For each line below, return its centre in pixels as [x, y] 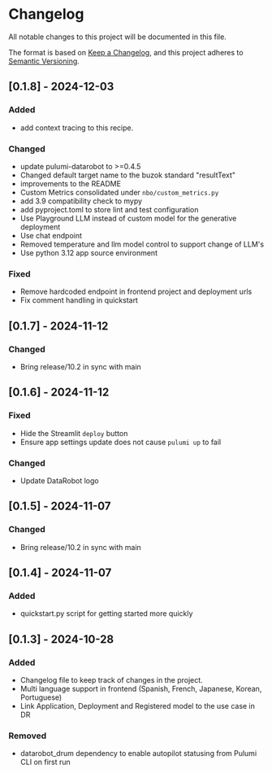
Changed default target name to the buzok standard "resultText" [128, 175]
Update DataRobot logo [59, 480]
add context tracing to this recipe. [77, 128]
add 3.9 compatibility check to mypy [81, 201]
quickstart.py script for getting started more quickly [106, 614]
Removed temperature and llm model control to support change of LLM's [142, 244]
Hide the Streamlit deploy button [74, 433]
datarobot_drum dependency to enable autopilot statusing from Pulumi [138, 753]
